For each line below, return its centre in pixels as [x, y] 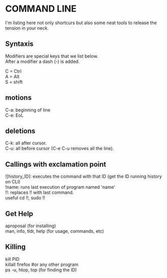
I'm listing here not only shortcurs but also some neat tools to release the [81, 23]
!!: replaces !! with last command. [40, 192]
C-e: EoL [14, 115]
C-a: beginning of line [28, 110]
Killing [16, 247]
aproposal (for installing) [31, 226]
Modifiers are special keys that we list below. [52, 56]
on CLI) [13, 182]
